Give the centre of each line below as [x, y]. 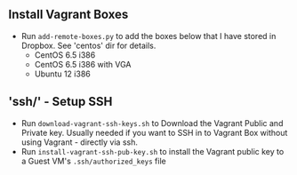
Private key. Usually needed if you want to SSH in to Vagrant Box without [154, 132]
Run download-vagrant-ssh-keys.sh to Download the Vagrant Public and [152, 123]
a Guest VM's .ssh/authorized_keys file [93, 161]
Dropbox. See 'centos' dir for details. [88, 45]
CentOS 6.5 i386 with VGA [83, 64]
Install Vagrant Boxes [68, 15]
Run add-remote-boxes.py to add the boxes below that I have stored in [148, 36]
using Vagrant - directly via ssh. [80, 142]
